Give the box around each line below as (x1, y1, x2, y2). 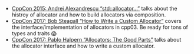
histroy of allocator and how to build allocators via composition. (11, 11, 166, 18)
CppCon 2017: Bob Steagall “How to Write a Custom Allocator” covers (11, 18, 182, 24)
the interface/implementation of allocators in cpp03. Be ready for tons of (11, 23, 189, 31)
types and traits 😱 (11, 30, 57, 37)
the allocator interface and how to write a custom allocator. (11, 42, 155, 49)
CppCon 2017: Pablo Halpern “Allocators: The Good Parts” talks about (11, 36, 182, 43)
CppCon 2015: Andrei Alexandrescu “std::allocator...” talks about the (11, 5, 178, 12)
